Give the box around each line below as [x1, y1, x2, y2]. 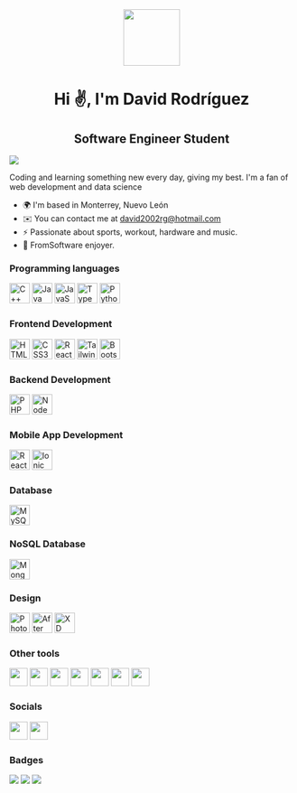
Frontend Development [9, 318, 113, 331]
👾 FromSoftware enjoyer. [22, 239, 115, 250]
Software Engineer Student [73, 131, 230, 146]
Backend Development [9, 373, 111, 386]
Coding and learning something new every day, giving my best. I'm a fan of [9, 172, 289, 182]
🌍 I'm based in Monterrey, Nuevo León [22, 200, 169, 210]
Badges [9, 753, 43, 766]
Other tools [9, 648, 60, 659]
